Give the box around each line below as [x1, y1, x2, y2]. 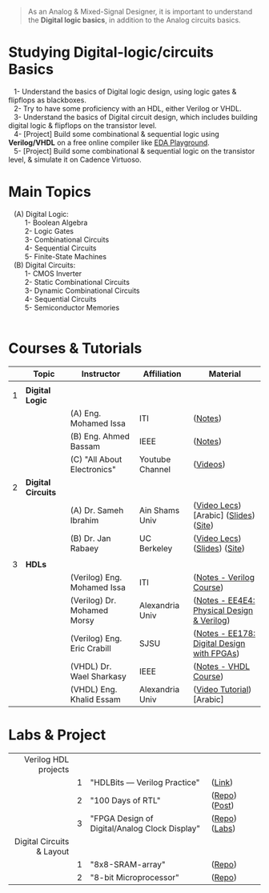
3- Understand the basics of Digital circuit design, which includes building [13, 112, 258, 122]
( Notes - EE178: [193, 627, 256, 639]
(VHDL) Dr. [70, 660, 112, 671]
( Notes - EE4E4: [193, 595, 255, 606]
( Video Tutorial [193, 683, 249, 695]
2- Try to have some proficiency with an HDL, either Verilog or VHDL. [13, 103, 242, 113]
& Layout [35, 846, 70, 857]
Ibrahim [70, 515, 99, 526]
